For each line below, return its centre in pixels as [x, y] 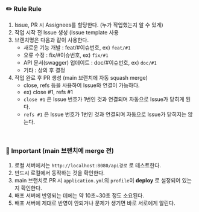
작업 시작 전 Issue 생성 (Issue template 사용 [66, 33]
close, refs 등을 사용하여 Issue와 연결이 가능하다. [81, 85]
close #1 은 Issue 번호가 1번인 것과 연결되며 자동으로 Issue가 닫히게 [104, 99]
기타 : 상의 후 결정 [44, 70]
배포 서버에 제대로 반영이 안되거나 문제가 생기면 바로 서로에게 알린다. [95, 203]
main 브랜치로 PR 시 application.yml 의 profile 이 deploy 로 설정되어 [97, 180]
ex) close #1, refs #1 [48, 92]
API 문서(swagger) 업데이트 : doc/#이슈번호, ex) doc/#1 [90, 63]
